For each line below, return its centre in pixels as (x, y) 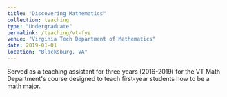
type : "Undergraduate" (40, 26)
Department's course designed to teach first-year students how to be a (108, 78)
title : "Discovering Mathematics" (57, 13)
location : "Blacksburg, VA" (48, 52)
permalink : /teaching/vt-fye (49, 33)
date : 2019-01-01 (32, 45)
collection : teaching (38, 20)
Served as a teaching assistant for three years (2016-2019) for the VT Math (114, 71)
